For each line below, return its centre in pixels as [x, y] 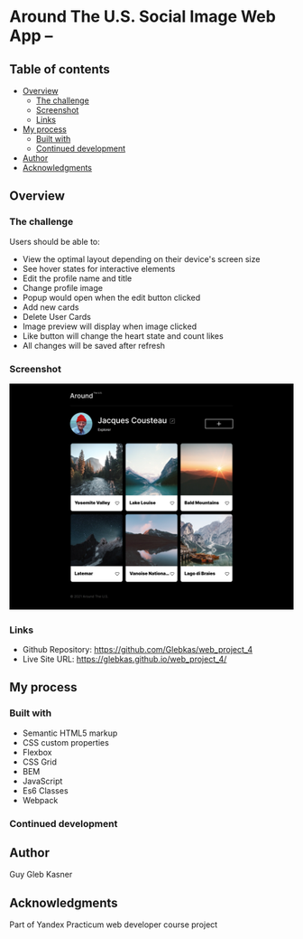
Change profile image [63, 287]
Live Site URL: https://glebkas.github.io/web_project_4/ [124, 659]
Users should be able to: [55, 241]
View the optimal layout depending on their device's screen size [141, 258]
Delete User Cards [57, 316]
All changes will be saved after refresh [93, 345]
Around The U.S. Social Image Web [143, 17]
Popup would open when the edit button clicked [111, 297]
